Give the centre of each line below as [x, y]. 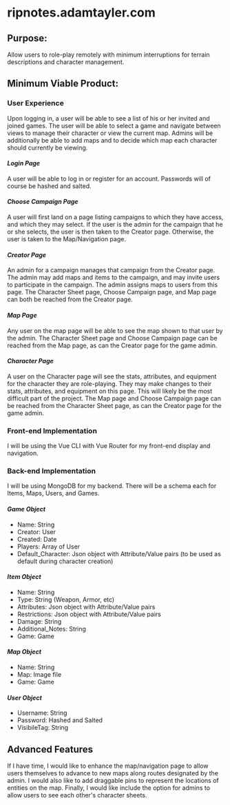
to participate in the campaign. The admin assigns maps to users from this [113, 285]
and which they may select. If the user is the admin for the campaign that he [115, 225]
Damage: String [39, 621]
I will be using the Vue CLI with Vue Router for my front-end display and [109, 446]
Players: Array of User [49, 547]
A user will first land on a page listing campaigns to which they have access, [115, 217]
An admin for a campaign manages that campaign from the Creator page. [111, 270]
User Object [25, 697]
